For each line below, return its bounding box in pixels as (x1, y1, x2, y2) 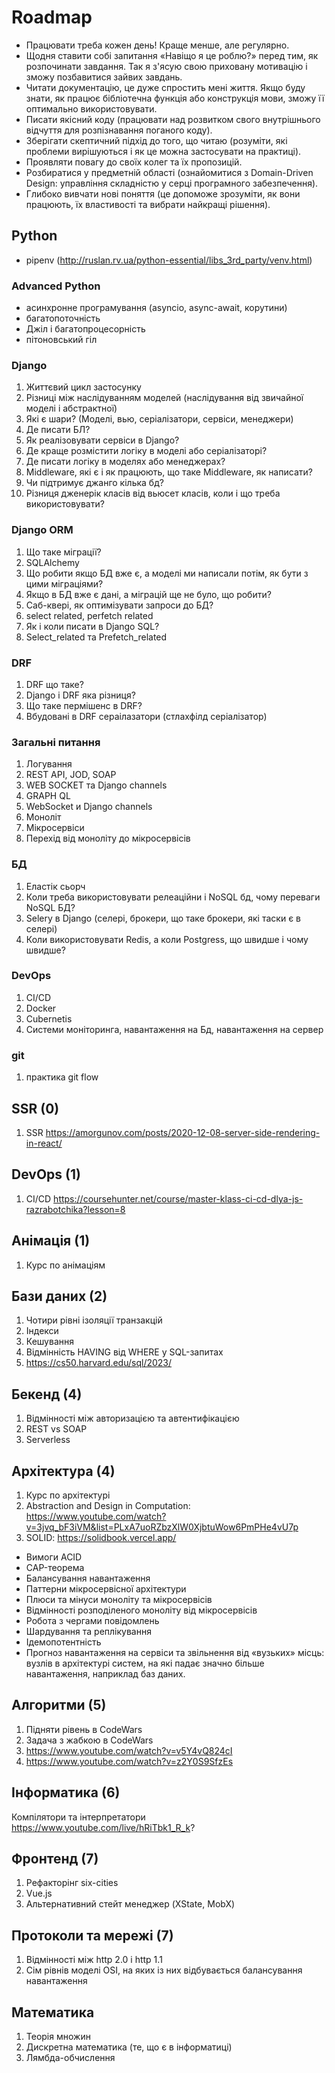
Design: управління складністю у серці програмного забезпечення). (25, 177, 319, 189)
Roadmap (11, 6, 93, 29)
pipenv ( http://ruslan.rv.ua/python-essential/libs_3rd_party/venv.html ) (25, 254, 313, 266)
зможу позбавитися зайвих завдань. (25, 71, 183, 83)
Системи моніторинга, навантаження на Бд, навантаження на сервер (25, 1023, 324, 1035)
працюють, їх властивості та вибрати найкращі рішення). (25, 198, 271, 210)
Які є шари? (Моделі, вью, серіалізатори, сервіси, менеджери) (25, 413, 294, 425)
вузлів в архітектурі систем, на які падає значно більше (25, 1657, 265, 1669)
